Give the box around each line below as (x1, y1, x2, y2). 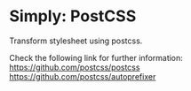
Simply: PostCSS (9, 6, 137, 27)
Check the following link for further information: (9, 52, 184, 63)
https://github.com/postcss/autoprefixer (9, 71, 156, 81)
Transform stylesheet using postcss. (9, 35, 143, 46)
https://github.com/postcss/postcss (9, 62, 140, 72)
